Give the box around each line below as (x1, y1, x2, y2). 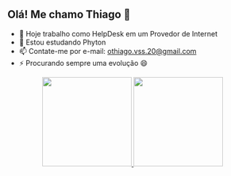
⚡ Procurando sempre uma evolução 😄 (18, 58, 148, 67)
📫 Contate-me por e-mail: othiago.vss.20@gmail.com (18, 46, 197, 55)
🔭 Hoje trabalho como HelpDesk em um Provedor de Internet (18, 29, 218, 38)
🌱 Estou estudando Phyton (18, 37, 106, 47)
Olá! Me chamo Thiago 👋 (7, 8, 131, 21)
